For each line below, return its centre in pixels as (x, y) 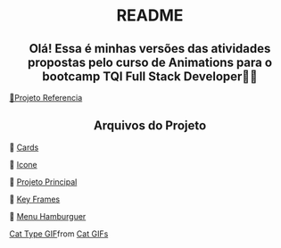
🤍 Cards (24, 147)
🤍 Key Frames (35, 199)
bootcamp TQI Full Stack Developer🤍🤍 (150, 76)
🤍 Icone (23, 164)
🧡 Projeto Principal (43, 182)
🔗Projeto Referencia (46, 98)
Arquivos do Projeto (150, 126)
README (150, 16)
